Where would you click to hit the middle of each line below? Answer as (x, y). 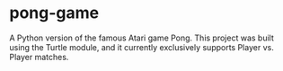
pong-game (54, 13)
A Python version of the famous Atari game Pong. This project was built (141, 38)
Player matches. (39, 57)
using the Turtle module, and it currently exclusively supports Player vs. (141, 47)
